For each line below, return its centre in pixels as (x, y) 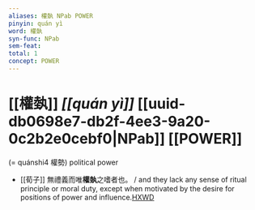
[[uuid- (161, 104)
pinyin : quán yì (36, 24)
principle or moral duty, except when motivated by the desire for (127, 188)
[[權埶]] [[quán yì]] (72, 104)
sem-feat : (25, 46)
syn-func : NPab (34, 39)
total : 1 (23, 54)
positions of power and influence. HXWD (87, 197)
